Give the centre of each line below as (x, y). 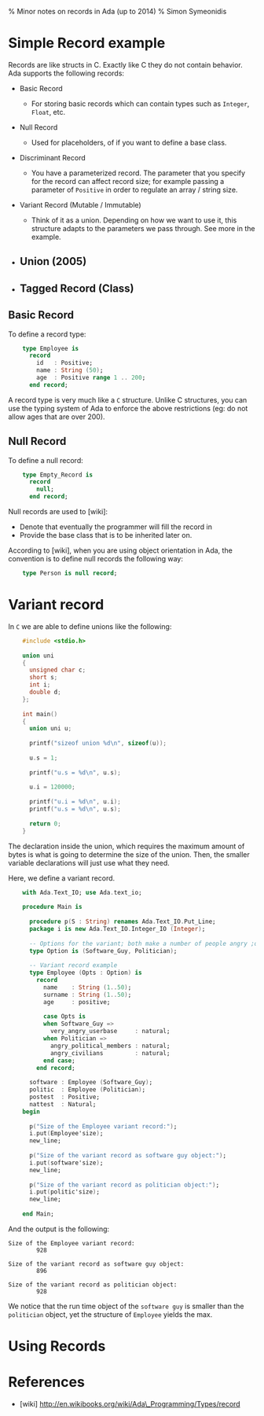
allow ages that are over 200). (57, 417)
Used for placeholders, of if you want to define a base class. (129, 142)
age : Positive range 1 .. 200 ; (91, 378)
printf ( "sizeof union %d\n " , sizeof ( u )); (98, 743)
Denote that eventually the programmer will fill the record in (115, 527)
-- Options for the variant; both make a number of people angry (138, 943)
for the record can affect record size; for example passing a (128, 181)
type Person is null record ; (70, 573)
